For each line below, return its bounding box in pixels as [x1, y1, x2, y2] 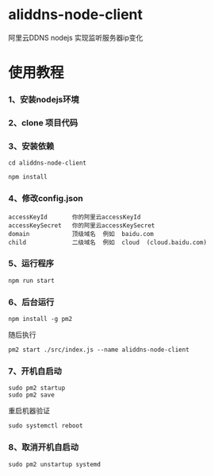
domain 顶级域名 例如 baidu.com [8, 230, 155, 238]
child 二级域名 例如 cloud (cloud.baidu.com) [8, 238, 208, 246]
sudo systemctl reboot [8, 422, 83, 430]
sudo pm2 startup [8, 384, 66, 393]
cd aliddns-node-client [8, 159, 87, 168]
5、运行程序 [8, 258, 54, 269]
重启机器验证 [8, 406, 50, 416]
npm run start [8, 277, 55, 284]
